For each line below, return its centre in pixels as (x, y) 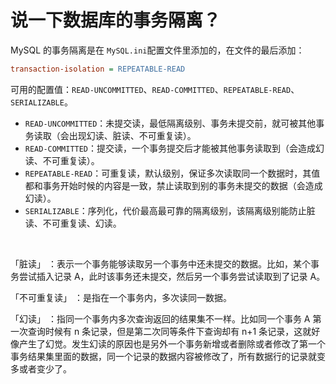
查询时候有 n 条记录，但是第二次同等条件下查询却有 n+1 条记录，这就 (169, 331)
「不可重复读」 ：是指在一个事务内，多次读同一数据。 (121, 297)
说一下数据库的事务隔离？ (116, 20)
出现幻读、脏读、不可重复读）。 (132, 135)
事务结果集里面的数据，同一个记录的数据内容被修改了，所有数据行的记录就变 (168, 356)
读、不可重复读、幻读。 (73, 223)
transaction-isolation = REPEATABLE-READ (98, 69)
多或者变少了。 (41, 368)
